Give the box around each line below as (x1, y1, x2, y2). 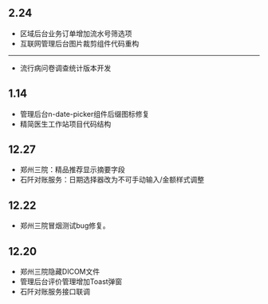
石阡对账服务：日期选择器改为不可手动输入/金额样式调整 (19, 175, 205, 185)
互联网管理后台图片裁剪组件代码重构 (19, 38, 140, 48)
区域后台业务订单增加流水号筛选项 (19, 28, 132, 38)
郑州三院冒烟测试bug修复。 (19, 221, 110, 230)
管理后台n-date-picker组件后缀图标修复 (19, 109, 150, 118)
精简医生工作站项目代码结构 (19, 119, 112, 129)
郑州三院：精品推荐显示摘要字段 (19, 165, 125, 174)
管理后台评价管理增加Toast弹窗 (19, 277, 123, 286)
